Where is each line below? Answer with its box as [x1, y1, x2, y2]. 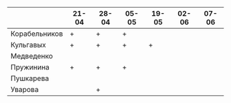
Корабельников [10, 29, 63, 38]
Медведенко [10, 51, 54, 60]
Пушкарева [10, 73, 49, 83]
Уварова [10, 85, 39, 94]
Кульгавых [10, 41, 47, 49]
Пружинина [10, 62, 50, 71]
